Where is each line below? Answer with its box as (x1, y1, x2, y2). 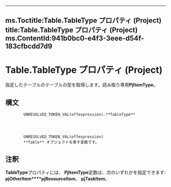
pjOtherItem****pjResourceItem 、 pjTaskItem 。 (5, 175, 110, 181)
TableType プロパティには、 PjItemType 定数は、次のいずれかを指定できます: (5, 169, 166, 175)
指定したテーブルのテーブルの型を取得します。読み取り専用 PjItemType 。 (5, 82, 158, 88)
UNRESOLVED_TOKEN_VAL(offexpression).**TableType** (23, 112, 136, 117)
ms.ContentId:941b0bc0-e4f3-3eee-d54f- (5, 34, 145, 43)
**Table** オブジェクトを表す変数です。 (23, 140, 99, 145)
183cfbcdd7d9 (5, 42, 52, 51)
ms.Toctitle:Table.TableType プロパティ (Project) (5, 16, 162, 25)
